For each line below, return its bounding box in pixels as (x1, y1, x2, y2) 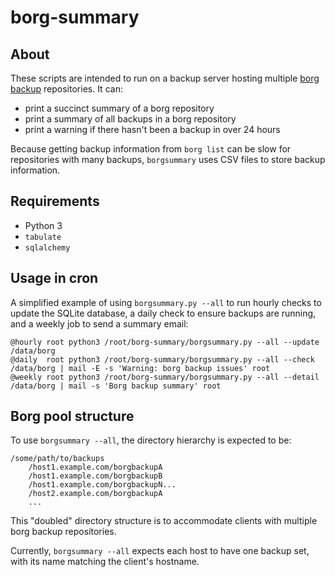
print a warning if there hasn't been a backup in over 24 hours (24, 124, 281, 135)
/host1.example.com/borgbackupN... (28, 480, 177, 490)
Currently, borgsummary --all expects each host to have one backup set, (10, 545, 310, 557)
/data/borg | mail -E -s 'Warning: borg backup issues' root (10, 363, 271, 373)
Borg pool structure (10, 408, 135, 425)
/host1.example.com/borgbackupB (28, 471, 163, 481)
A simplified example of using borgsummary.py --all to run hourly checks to (10, 296, 322, 308)
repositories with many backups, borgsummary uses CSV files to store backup (10, 154, 326, 165)
